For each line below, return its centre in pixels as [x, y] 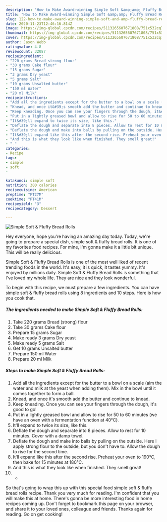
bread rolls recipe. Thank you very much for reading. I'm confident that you [82, 493]
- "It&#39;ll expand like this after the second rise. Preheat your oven [83, 135]
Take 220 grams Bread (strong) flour [50, 322]
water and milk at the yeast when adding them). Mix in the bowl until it [84, 388]
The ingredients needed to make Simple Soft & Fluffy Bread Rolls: [74, 310]
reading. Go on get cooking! [34, 514]
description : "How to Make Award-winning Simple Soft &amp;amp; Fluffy [81, 10]
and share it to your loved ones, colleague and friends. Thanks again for [79, 509]
